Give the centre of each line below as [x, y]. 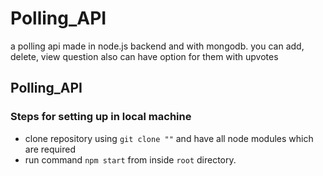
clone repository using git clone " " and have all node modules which [169, 138]
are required [50, 149]
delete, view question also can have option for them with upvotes [144, 56]
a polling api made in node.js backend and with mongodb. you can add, [157, 46]
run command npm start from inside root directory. [130, 159]
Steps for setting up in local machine [101, 117]
